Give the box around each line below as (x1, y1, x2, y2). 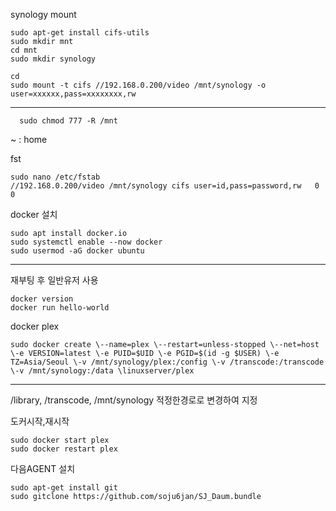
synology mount (10, 9, 77, 20)
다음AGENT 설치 (10, 463, 76, 474)
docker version (10, 294, 74, 304)
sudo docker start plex (10, 435, 110, 445)
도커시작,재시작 (10, 415, 70, 427)
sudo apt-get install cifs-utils (10, 28, 150, 38)
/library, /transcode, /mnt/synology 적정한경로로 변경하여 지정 (10, 394, 258, 406)
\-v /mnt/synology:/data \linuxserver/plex (10, 366, 195, 376)
